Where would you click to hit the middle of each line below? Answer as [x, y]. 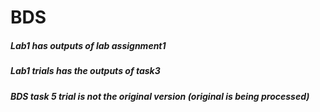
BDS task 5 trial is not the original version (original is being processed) [160, 96]
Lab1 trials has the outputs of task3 [85, 71]
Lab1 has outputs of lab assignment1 [88, 45]
